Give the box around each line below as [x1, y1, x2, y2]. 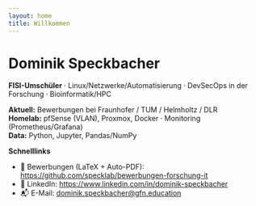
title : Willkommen [8, 19, 70, 27]
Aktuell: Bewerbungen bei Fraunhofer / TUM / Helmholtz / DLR [8, 105, 218, 115]
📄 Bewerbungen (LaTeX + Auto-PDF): [19, 162, 145, 172]
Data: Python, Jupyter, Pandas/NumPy [8, 131, 137, 141]
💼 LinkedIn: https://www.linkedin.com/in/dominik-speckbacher [19, 179, 229, 189]
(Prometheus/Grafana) [8, 122, 83, 132]
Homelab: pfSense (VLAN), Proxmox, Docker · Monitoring [8, 114, 201, 124]
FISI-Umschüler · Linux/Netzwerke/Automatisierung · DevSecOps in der [8, 81, 249, 90]
